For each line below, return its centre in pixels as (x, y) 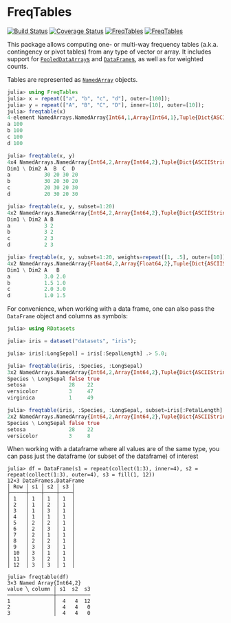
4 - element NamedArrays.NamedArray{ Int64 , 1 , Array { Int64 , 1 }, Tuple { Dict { (110, 118)
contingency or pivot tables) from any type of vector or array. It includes (109, 52)
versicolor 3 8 (49, 436)
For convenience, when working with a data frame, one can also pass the (111, 309)
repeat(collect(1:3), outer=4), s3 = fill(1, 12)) (81, 475)
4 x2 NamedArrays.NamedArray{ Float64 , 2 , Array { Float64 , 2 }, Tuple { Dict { (107, 263)
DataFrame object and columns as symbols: (68, 316)
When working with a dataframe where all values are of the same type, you (113, 449)
